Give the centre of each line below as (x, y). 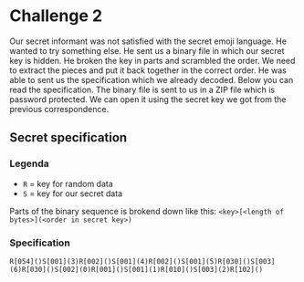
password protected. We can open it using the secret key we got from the (148, 99)
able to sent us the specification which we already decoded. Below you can (152, 79)
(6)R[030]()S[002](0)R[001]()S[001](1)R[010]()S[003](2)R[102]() (136, 269)
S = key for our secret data (73, 193)
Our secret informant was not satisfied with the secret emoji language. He (148, 41)
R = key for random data (68, 183)
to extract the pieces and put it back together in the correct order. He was (148, 70)
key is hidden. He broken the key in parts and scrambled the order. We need (152, 60)
